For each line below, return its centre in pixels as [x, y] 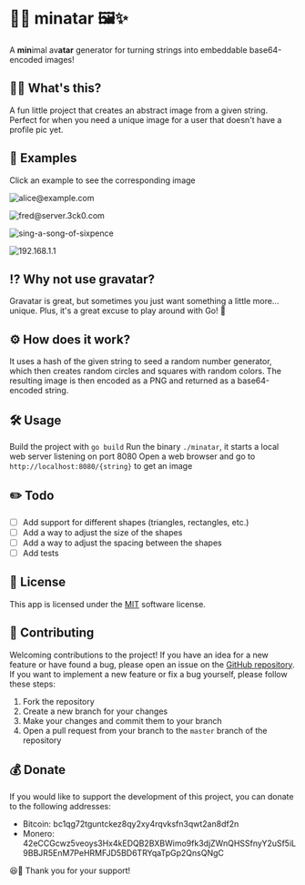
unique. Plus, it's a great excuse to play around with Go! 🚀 [117, 310]
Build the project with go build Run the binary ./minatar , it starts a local [144, 447]
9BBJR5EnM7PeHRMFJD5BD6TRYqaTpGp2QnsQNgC [123, 852]
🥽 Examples [43, 158]
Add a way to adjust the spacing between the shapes [122, 543]
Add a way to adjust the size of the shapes [102, 532]
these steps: [33, 684]
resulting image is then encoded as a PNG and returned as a [122, 381]
